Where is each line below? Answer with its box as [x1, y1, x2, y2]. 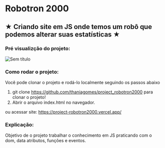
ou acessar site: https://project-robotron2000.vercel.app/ [5, 109, 122, 115]
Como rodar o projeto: [5, 68, 59, 75]
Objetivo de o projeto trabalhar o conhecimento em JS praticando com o [5, 132, 152, 138]
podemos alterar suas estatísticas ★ [5, 30, 120, 38]
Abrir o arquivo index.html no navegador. [12, 99, 95, 106]
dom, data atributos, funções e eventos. [5, 138, 86, 144]
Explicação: [5, 121, 34, 128]
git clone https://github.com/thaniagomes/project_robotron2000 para [12, 89, 153, 95]
